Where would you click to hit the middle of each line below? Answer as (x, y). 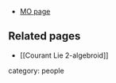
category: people (37, 70)
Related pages (44, 36)
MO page (35, 11)
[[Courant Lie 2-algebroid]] (64, 55)
